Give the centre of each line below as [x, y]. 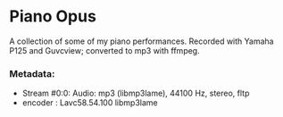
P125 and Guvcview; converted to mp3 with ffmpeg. [104, 50]
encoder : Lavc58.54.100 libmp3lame [90, 103]
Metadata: [32, 73]
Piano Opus [53, 17]
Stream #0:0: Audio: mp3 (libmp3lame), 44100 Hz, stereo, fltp [136, 93]
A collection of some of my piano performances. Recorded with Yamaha [141, 41]
